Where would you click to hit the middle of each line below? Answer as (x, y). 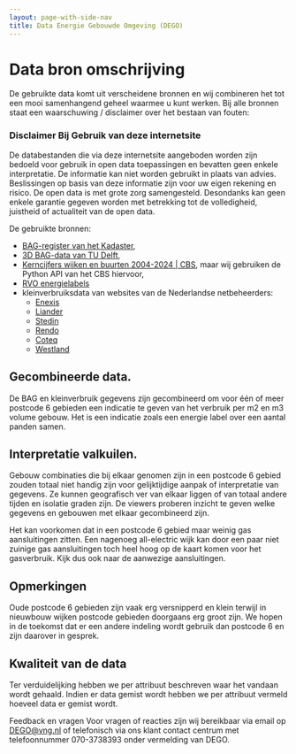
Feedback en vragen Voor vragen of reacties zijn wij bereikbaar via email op (148, 720)
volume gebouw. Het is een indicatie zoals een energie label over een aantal (148, 417)
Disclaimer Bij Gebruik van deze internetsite (105, 135)
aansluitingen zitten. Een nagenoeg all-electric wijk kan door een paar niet (144, 540)
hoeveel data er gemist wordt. (64, 704)
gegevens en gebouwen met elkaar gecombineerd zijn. (109, 513)
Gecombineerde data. (70, 377)
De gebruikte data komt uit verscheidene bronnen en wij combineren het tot (147, 94)
